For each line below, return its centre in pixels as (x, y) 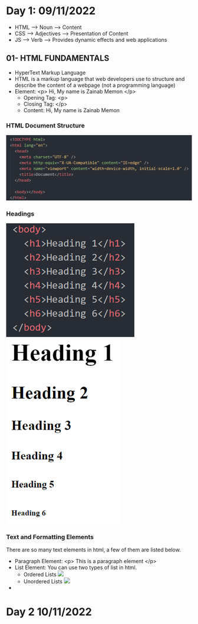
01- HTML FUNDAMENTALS (58, 58)
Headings (20, 214)
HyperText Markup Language (50, 73)
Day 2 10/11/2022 (49, 612)
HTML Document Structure (46, 125)
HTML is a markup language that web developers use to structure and (100, 79)
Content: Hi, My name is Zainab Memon (71, 110)
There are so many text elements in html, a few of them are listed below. (93, 550)
